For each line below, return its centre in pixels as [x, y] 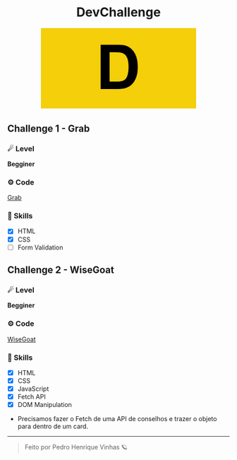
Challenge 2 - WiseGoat [61, 270]
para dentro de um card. [53, 426]
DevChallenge [119, 12]
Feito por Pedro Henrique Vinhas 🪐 [76, 447]
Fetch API [31, 397]
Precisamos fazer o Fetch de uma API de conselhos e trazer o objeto [117, 419]
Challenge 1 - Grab [49, 128]
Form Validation [40, 247]
